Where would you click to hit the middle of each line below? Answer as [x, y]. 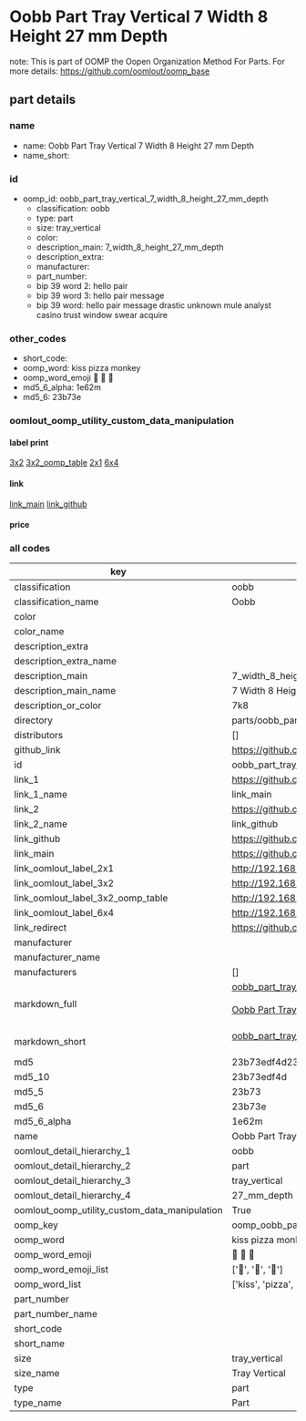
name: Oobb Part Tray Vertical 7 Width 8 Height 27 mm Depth [138, 145]
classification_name [56, 602]
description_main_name [65, 691]
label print [29, 442]
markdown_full [46, 1004]
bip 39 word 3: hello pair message [100, 295]
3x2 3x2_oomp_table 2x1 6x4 [64, 463]
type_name [38, 1403]
